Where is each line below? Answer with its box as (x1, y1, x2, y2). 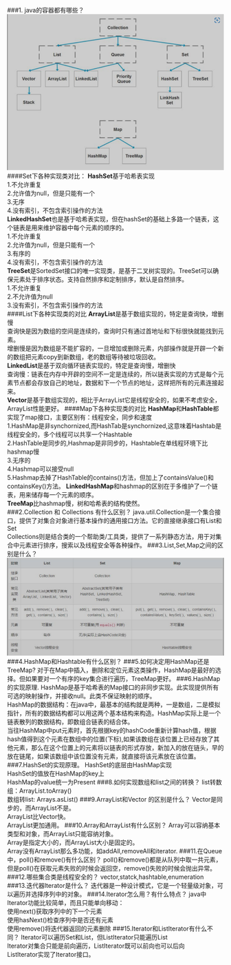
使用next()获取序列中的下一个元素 (7, 907, 102, 915)
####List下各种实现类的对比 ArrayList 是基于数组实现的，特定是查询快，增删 (7, 309, 224, 318)
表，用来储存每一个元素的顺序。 (7, 490, 98, 498)
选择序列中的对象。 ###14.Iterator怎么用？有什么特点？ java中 (30, 890, 207, 898)
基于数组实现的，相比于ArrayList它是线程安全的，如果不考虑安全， (32, 396, 221, 404)
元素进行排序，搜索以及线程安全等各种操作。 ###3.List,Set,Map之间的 (19, 540, 218, 549)
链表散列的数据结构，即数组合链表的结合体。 (7, 718, 134, 726)
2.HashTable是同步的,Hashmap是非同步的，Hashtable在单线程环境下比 (7, 438, 208, 447)
